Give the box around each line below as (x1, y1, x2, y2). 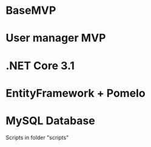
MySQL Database (5, 114, 95, 127)
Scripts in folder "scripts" (5, 134, 69, 141)
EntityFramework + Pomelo (5, 86, 146, 100)
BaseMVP (5, 4, 56, 17)
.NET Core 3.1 (5, 58, 75, 72)
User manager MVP (5, 31, 106, 45)
